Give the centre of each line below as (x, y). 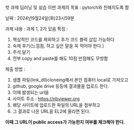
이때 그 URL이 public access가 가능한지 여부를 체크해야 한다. (65, 122)
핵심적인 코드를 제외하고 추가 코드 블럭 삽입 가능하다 (63, 40)
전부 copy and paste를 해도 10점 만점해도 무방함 (60, 58)
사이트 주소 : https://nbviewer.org (46, 99)
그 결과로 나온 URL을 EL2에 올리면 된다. (51, 111)
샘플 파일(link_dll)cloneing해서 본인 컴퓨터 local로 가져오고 (70, 80)
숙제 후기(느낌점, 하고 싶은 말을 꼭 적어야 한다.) (58, 46)
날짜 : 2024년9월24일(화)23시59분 (40, 18)
